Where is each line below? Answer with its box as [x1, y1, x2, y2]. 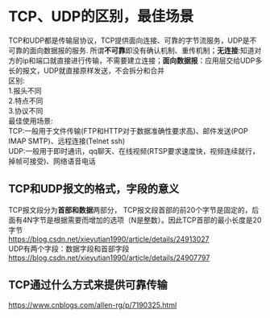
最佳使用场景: [8, 116, 54, 126]
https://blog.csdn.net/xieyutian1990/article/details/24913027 [8, 234, 210, 244]
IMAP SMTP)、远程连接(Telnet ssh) [8, 136, 126, 146]
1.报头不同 [8, 85, 42, 95]
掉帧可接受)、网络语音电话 [8, 156, 97, 166]
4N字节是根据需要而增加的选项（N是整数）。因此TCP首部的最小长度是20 [22, 215, 262, 225]
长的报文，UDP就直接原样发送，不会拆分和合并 [8, 65, 165, 75]
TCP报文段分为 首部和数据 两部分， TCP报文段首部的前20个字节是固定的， [8, 204, 252, 214]
